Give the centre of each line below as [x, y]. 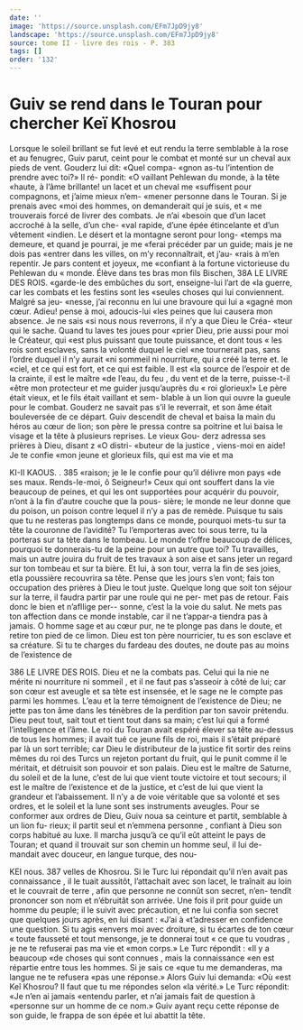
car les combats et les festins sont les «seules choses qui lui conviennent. [147, 292]
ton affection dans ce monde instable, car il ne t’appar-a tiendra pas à [138, 616]
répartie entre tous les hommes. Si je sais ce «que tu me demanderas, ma [146, 967]
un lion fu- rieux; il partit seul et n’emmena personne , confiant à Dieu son [146, 825]
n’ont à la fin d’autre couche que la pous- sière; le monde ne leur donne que [150, 501]
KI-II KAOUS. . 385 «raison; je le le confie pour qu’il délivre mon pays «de [145, 472]
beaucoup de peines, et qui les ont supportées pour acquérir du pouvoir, [144, 492]
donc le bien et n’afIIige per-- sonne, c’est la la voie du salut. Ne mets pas [146, 606]
